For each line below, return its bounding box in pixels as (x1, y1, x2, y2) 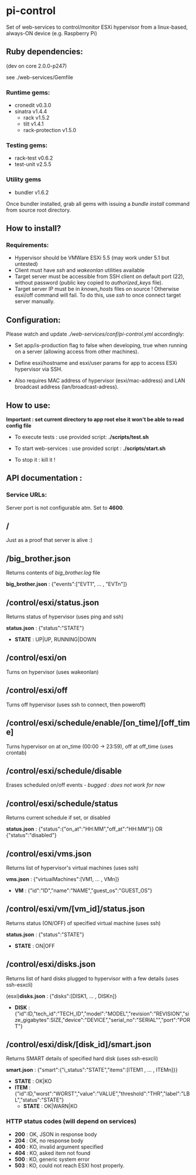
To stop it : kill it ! (14, 456, 56, 463)
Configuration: (6, 315, 61, 325)
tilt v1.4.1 (23, 120, 44, 127)
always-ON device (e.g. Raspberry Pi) (6, 29, 98, 36)
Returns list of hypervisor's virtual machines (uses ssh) (6, 864, 139, 871)
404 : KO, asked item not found (14, 1149, 91, 1156)
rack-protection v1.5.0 (23, 127, 77, 134)
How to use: (6, 400, 51, 410)
